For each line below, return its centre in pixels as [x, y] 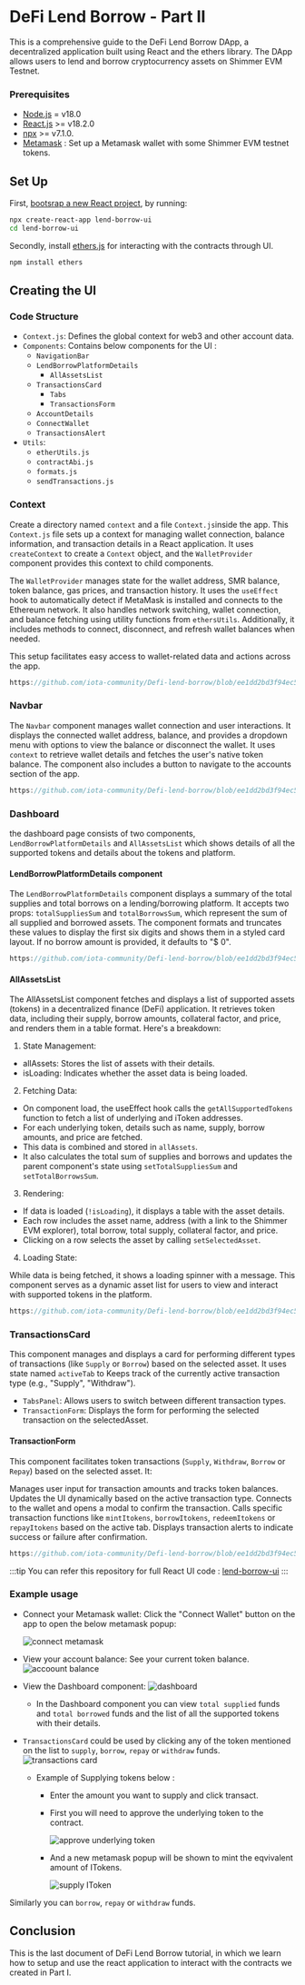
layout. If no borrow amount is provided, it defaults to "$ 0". [120, 942]
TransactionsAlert [71, 433]
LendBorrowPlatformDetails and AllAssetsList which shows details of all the [152, 843]
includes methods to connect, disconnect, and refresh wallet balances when [152, 629]
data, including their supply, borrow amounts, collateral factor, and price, [145, 1018]
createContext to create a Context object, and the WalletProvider [131, 553]
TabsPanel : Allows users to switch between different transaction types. [154, 1401]
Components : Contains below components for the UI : [119, 346]
